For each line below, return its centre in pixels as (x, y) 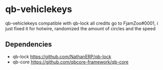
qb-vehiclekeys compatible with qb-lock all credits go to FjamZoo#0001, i (82, 23)
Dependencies (29, 45)
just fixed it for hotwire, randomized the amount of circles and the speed (80, 28)
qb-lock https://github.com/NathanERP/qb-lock (62, 56)
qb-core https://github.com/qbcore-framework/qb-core (70, 62)
